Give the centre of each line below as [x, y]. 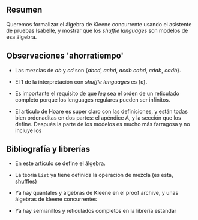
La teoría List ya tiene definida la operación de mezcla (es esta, [94, 175]
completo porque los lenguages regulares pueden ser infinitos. [92, 100]
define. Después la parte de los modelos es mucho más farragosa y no [102, 124]
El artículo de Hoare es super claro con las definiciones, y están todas [101, 111]
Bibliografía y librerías [48, 149]
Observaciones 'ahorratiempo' [65, 56]
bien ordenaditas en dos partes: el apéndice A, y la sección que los [98, 117]
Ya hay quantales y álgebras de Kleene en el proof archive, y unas [97, 193]
